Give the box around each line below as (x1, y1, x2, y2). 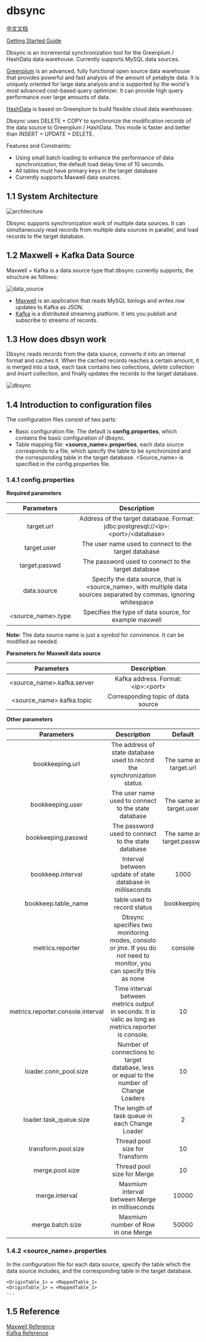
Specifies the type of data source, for (83, 608, 191, 616)
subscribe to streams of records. (15, 316, 98, 324)
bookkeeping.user (30, 800, 83, 809)
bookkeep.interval (30, 870, 83, 879)
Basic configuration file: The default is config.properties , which (15, 428, 177, 435)
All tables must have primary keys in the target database (15, 167, 158, 174)
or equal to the (112, 1071, 154, 1079)
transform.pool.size (28, 1145, 85, 1153)
